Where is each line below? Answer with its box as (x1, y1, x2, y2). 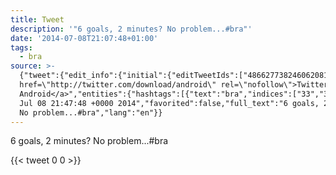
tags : (10, 42, 33, 53)
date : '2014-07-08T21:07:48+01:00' (10, 33, 159, 43)
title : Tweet (10, 14, 65, 25)
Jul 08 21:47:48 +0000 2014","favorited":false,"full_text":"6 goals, (19, 98, 320, 108)
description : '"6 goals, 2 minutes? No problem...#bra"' (10, 24, 253, 34)
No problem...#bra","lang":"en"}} (19, 107, 163, 118)
